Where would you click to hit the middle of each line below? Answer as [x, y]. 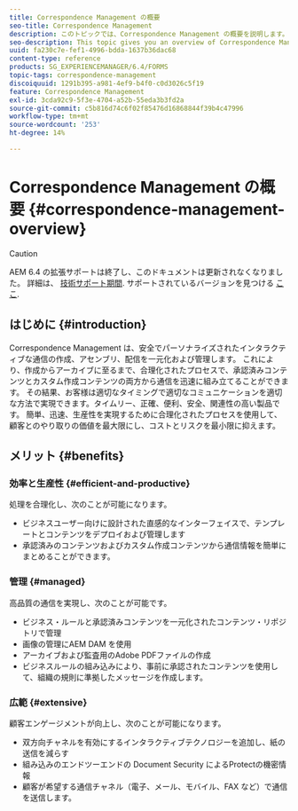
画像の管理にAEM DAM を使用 [77, 643]
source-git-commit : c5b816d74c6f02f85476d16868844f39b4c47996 [126, 108]
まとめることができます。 [68, 556]
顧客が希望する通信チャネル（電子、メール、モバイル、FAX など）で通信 [155, 786]
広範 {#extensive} [48, 702]
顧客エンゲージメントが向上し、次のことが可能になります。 [118, 723]
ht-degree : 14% [37, 133]
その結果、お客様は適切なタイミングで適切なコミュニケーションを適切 [154, 392]
